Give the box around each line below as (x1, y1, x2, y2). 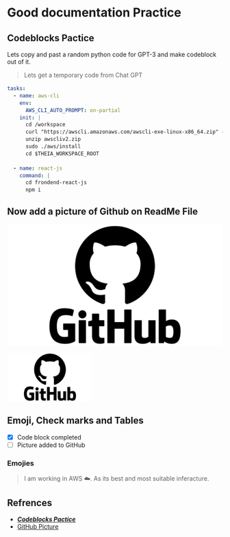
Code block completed (16, 433, 82, 441)
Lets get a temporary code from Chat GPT (23, 71, 143, 79)
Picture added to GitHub (16, 441, 86, 449)
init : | (19, 114, 41, 121)
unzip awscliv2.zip (25, 136, 81, 143)
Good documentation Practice (7, 5, 181, 21)
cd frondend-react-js (25, 179, 88, 186)
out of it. (7, 58, 31, 66)
